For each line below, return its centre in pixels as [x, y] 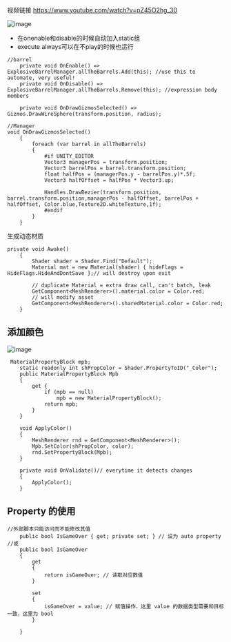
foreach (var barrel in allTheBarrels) [89, 144]
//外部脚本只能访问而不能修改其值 [49, 529]
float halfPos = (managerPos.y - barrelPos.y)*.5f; [120, 174]
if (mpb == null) [69, 392]
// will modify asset [63, 298]
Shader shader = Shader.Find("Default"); [92, 261]
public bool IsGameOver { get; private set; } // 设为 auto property [121, 536]
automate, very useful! [41, 78]
